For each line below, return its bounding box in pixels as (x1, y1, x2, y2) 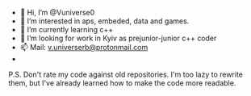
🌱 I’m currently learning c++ (19, 25, 114, 34)
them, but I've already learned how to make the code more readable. (8, 78, 236, 88)
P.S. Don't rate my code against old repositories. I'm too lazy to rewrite (8, 69, 244, 79)
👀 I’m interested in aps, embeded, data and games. (19, 16, 190, 26)
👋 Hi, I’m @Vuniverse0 (19, 8, 95, 17)
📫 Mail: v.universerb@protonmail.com (19, 43, 149, 52)
